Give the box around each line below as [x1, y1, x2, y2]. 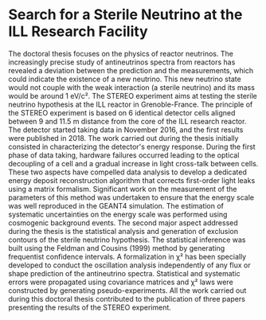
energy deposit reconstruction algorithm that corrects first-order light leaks [8, 175, 256, 185]
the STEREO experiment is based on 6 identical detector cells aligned [8, 107, 236, 117]
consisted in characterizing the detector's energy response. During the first [8, 142, 256, 151]
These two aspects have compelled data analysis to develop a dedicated [8, 167, 247, 177]
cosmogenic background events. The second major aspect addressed [8, 217, 239, 228]
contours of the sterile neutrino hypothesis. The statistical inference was [8, 235, 246, 244]
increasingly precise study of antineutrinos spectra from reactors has [8, 57, 236, 67]
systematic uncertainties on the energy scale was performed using [8, 209, 228, 219]
